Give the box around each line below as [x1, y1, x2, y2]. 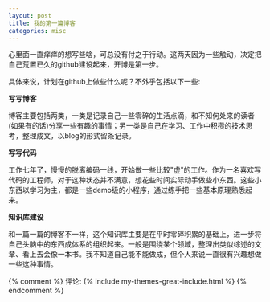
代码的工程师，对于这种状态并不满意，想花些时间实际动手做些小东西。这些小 [8, 175, 262, 185]
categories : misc [8, 27, 67, 35]
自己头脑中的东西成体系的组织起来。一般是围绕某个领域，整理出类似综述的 [8, 239, 255, 249]
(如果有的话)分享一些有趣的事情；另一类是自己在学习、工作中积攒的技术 [8, 121, 247, 131]
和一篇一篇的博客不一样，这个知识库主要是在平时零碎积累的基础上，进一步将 [8, 230, 262, 239]
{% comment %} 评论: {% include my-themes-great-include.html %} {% [8, 276, 247, 286]
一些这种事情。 [8, 259, 58, 269]
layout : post [8, 11, 52, 20]
